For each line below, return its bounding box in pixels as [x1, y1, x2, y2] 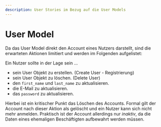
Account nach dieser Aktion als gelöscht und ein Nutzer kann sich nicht [5, 105, 152, 112]
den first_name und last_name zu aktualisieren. [12, 80, 110, 86]
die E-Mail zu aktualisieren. [12, 85, 68, 91]
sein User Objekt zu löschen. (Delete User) [12, 75, 101, 81]
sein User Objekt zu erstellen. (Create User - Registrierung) [12, 69, 135, 75]
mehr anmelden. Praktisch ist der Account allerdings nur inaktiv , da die [5, 111, 151, 117]
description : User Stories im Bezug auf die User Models [5, 7, 126, 12]
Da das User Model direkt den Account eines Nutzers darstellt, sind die [5, 45, 151, 51]
